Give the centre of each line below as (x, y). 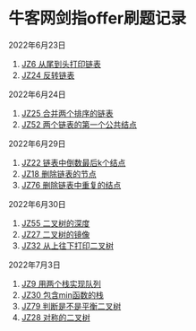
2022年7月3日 (35, 265)
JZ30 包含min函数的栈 (62, 295)
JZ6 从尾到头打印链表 (61, 64)
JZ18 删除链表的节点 (59, 174)
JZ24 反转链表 (48, 75)
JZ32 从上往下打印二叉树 (67, 245)
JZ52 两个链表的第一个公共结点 (79, 124)
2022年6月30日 (37, 204)
